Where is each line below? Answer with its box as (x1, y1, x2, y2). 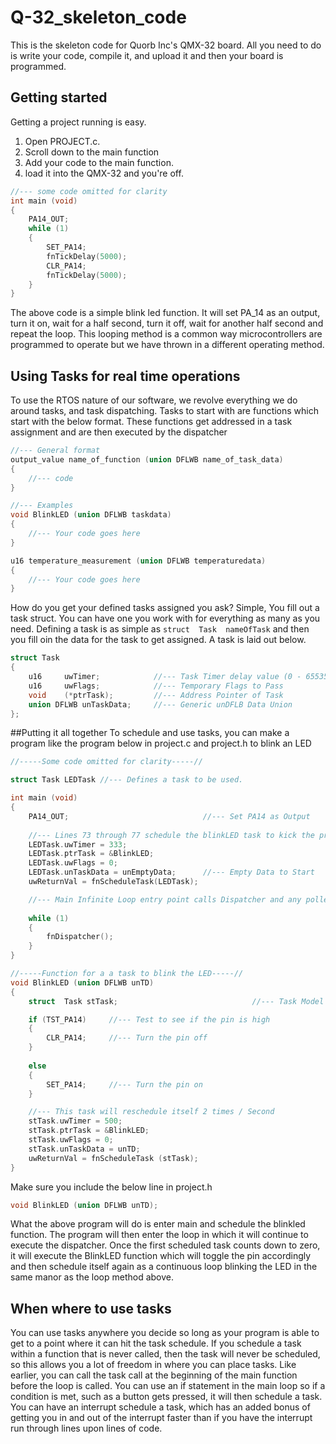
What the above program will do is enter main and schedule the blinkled (10, 1218, 306, 1230)
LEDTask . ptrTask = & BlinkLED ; (28, 849, 155, 859)
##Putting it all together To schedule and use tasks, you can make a (10, 727, 290, 739)
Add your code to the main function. (24, 156, 174, 168)
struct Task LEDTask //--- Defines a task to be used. (10, 775, 244, 785)
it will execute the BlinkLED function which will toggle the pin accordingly (10, 1250, 312, 1262)
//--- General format (10, 446, 101, 456)
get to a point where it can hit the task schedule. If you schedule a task (10, 1337, 302, 1350)
